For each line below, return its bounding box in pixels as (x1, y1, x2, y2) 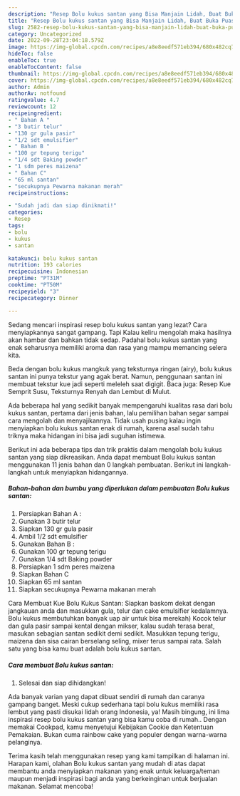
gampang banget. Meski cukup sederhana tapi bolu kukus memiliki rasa (8, 700, 219, 709)
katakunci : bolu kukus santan (8, 254, 98, 262)
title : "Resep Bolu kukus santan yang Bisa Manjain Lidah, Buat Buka (8, 17, 219, 24)
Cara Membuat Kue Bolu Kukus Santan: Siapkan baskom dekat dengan (8, 599, 216, 608)
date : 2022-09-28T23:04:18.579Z (8, 37, 104, 44)
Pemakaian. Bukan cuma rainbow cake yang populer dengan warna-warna (8, 730, 227, 739)
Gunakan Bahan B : (18, 539, 75, 549)
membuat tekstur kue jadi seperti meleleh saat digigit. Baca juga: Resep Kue (8, 379, 231, 388)
